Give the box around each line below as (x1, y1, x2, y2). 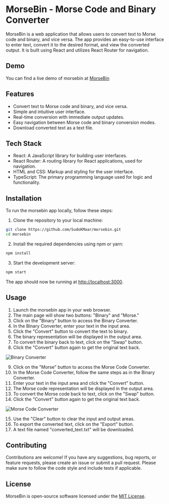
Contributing (6, 441, 47, 449)
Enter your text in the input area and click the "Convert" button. (13, 380, 145, 386)
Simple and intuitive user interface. (13, 109, 86, 115)
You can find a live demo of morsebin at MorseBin (6, 75, 110, 81)
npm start (6, 269, 27, 275)
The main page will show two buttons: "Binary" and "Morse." (13, 312, 139, 318)
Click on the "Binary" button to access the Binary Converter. (13, 317, 138, 324)
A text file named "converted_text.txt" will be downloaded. (13, 426, 134, 432)
